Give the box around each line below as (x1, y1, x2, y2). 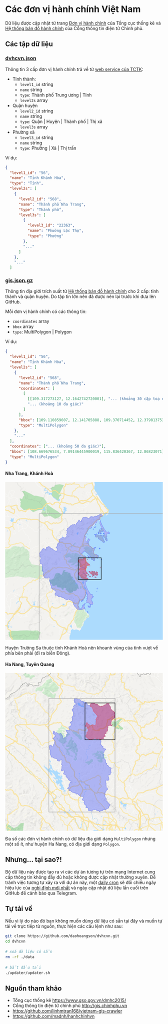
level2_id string (19, 107, 53, 113)
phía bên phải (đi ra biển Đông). (5, 650, 71, 656)
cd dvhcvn (5, 938, 26, 943)
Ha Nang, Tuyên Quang (5, 661, 54, 667)
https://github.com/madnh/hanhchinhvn (12, 1013, 95, 1019)
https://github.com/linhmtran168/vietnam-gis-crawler (12, 1008, 122, 1014)
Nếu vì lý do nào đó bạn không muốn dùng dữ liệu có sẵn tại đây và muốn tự (5, 917, 162, 923)
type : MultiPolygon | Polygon (12, 329, 72, 335)
